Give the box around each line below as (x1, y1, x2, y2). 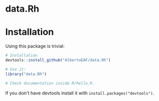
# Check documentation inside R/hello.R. (5, 81, 95, 86)
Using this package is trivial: (5, 43, 65, 49)
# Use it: (5, 66, 27, 72)
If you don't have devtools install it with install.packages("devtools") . (5, 90, 154, 96)
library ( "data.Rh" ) (5, 72, 47, 77)
